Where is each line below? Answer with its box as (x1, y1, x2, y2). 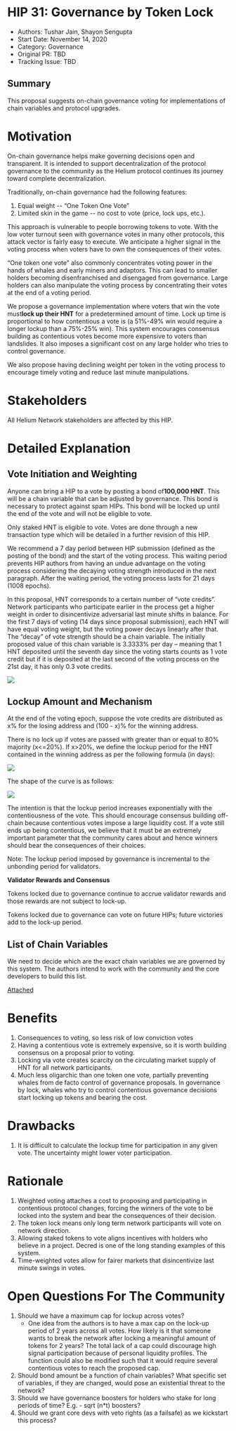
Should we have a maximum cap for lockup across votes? (17, 1312, 185, 1320)
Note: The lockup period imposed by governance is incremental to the (7, 855, 210, 863)
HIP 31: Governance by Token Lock (7, 4, 214, 20)
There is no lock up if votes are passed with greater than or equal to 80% (7, 735, 219, 744)
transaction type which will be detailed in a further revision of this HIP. (7, 530, 211, 538)
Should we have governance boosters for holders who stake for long (17, 1394, 216, 1402)
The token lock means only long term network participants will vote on (17, 1219, 221, 1227)
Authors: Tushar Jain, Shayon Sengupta (17, 27, 133, 36)
